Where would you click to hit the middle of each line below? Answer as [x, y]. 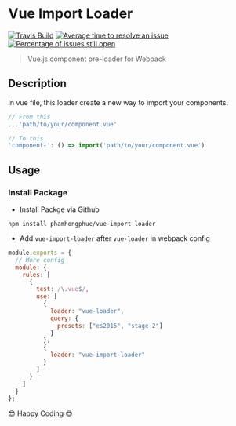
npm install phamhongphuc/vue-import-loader [82, 224]
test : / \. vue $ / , [63, 289]
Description [37, 84]
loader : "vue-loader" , [87, 311]
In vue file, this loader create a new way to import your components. [118, 102]
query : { [64, 319]
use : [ [47, 297]
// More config [40, 260]
